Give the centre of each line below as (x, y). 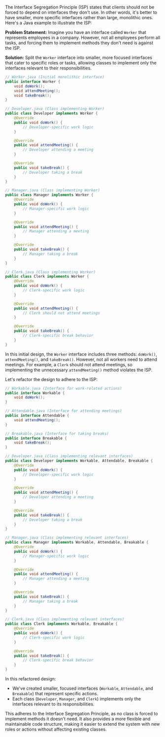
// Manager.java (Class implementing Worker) (52, 191)
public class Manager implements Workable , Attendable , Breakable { (77, 543)
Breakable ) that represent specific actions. (55, 693)
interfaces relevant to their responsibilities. (49, 68)
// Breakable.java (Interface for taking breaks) (57, 433)
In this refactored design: (31, 679)
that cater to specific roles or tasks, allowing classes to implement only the (81, 63)
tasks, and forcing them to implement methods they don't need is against (79, 43)
